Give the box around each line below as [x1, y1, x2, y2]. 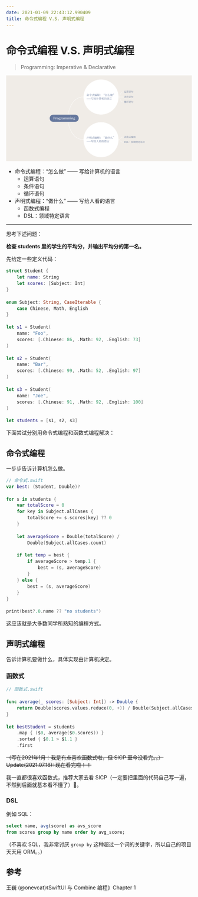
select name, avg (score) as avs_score [6, 823, 101, 829]
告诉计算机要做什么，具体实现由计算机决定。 [6, 656, 115, 662]
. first [16, 743, 33, 749]
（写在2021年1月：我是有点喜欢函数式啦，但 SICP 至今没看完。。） [6, 754, 164, 761]
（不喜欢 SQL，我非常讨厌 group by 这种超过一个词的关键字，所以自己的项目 [6, 841, 192, 848]
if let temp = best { [16, 552, 70, 558]
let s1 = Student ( [6, 324, 51, 331]
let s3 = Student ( [6, 386, 51, 393]
